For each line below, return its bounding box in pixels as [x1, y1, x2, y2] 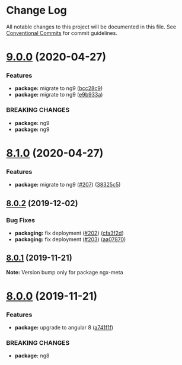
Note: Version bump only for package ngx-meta [6, 268, 123, 276]
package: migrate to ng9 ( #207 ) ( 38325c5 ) [14, 181, 121, 188]
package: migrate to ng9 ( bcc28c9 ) [14, 85, 103, 92]
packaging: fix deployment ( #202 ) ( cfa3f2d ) [14, 229, 124, 236]
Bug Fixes [6, 216, 36, 224]
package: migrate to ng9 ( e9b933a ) [14, 91, 103, 98]
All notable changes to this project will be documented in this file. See [6, 23, 177, 30]
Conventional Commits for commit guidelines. [6, 29, 117, 36]
